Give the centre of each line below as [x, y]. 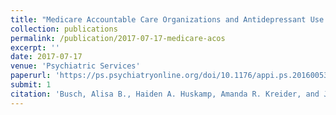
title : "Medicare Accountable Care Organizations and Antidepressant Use [167, 19]
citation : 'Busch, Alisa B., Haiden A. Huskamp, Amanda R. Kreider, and [165, 94]
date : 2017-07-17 [46, 57]
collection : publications [64, 29]
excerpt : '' [35, 47]
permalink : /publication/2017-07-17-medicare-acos [118, 38]
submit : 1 [31, 85]
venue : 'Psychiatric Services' [75, 66]
